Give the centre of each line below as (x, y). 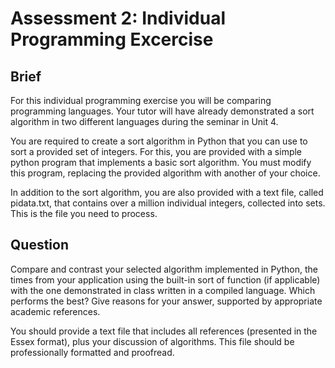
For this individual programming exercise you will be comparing (141, 100)
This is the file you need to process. (84, 213)
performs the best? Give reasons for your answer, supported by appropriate (166, 301)
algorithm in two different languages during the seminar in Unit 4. (144, 121)
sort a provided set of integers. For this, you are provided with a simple (156, 151)
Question (39, 245)
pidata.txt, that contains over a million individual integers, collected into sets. (168, 203)
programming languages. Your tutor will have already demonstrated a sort (162, 111)
